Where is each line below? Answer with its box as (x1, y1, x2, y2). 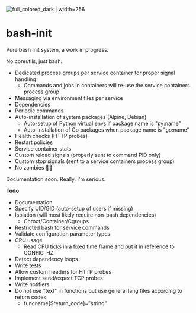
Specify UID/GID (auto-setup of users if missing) (14, 205, 133, 212)
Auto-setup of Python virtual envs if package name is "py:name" (23, 120, 182, 127)
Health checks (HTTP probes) (14, 132, 88, 139)
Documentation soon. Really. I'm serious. (6, 176, 106, 183)
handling (14, 75, 37, 83)
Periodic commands (14, 107, 64, 114)
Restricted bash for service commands (14, 224, 110, 231)
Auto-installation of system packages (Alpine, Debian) (14, 113, 147, 120)
